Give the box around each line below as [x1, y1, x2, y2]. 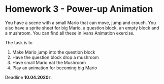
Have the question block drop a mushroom [12, 54, 99, 60]
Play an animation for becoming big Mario [12, 65, 98, 71]
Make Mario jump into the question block [12, 49, 96, 55]
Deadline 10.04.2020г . [5, 74, 52, 80]
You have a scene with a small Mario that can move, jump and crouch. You [5, 20, 156, 26]
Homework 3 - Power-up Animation [5, 3, 153, 15]
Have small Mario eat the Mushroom [12, 59, 86, 65]
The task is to [5, 39, 33, 45]
